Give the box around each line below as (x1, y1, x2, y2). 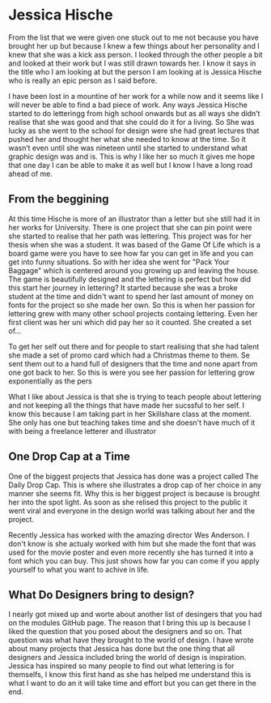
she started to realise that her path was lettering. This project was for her (8, 231, 252, 241)
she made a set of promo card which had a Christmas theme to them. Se (8, 350, 251, 360)
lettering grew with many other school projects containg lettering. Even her (8, 308, 258, 318)
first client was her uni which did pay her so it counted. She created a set (8, 317, 252, 327)
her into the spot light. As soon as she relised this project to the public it (8, 497, 248, 507)
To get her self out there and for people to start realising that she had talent (8, 341, 260, 351)
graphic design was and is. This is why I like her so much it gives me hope (8, 152, 256, 161)
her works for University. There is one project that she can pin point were (8, 222, 252, 232)
